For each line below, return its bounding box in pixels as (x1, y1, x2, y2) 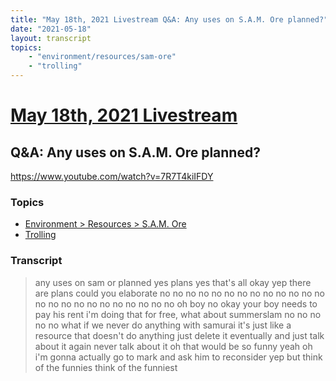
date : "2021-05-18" (10, 24, 92, 34)
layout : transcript (10, 33, 92, 43)
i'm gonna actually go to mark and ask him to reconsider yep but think (34, 351, 323, 363)
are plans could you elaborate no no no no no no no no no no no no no (34, 287, 325, 299)
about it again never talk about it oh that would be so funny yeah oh (34, 340, 313, 352)
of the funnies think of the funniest (34, 361, 178, 373)
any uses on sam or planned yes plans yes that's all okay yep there (34, 276, 312, 288)
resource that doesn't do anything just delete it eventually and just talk (34, 329, 325, 341)
